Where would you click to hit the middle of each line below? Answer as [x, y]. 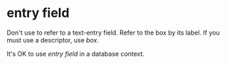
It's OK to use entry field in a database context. [76, 54]
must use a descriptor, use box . [53, 40]
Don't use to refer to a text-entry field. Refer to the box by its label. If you [113, 32]
